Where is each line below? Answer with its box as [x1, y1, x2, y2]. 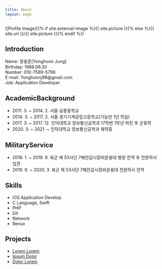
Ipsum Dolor [12, 253, 37, 259]
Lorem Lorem [12, 248, 40, 254]
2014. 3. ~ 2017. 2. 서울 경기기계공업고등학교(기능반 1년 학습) [12, 114, 130, 120]
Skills [5, 181, 22, 190]
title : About [5, 7, 32, 12]
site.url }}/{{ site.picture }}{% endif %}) [5, 31, 84, 36]
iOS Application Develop [12, 194, 62, 200]
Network [12, 215, 30, 221]
